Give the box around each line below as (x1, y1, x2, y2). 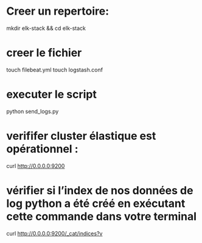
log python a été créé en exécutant (6, 197, 186, 210)
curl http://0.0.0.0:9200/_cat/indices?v (6, 230, 103, 237)
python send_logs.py (6, 107, 59, 115)
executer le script (6, 87, 97, 101)
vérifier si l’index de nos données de (6, 183, 193, 197)
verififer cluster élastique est (6, 129, 156, 143)
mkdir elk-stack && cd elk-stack (6, 24, 86, 32)
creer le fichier (6, 46, 82, 60)
